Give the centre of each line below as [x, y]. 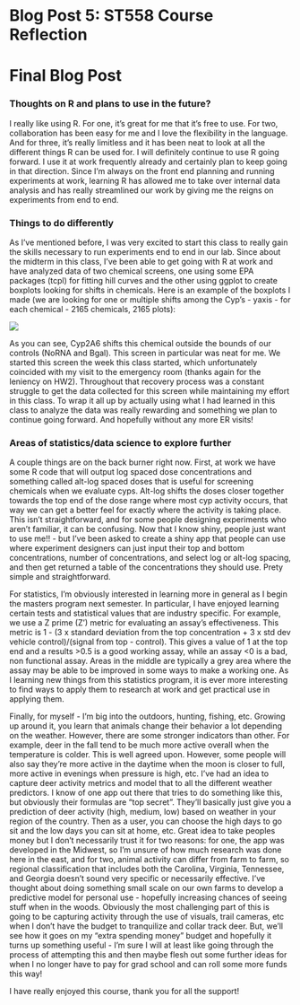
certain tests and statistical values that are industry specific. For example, [145, 613]
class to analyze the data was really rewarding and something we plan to [143, 410]
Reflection [48, 35]
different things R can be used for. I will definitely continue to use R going [144, 152]
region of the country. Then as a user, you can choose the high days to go [146, 821]
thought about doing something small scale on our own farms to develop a [146, 888]
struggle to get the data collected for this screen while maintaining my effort [150, 390]
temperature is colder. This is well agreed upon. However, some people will [148, 755]
